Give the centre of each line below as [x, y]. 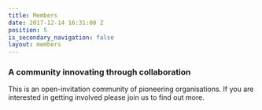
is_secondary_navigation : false [61, 37]
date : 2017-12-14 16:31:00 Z [56, 23]
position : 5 [28, 30]
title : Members [33, 15]
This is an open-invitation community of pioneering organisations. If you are [131, 89]
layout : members [35, 45]
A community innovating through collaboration [100, 72]
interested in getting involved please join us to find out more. [106, 97]
